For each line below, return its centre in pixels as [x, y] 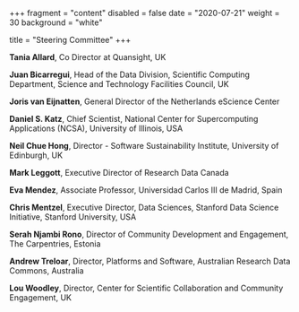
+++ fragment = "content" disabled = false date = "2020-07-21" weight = [145, 13]
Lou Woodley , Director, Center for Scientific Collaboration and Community [146, 288]
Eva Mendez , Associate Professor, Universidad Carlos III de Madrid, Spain [146, 190]
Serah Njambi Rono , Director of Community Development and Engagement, [149, 234]
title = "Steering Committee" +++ [70, 40]
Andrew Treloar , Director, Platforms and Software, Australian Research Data [150, 261]
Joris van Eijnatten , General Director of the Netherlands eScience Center [145, 101]
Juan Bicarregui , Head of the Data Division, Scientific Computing [130, 74]
